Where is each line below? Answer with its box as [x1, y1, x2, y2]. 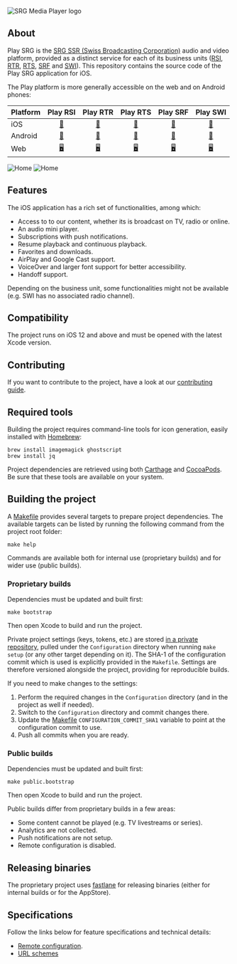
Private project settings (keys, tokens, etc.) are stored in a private [7, 635, 199, 644]
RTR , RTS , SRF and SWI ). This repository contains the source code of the [7, 61, 221, 70]
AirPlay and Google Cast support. [17, 255, 116, 263]
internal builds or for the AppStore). [7, 889, 111, 897]
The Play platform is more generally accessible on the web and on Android [7, 83, 226, 91]
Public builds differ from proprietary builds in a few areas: [7, 805, 176, 813]
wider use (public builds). [7, 561, 82, 570]
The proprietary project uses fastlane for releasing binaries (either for [7, 881, 211, 889]
